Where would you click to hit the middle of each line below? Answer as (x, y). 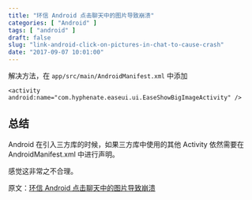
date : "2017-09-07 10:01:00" (56, 52)
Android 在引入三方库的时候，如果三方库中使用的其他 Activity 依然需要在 (126, 144)
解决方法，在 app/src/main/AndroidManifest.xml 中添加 (98, 75)
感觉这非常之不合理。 (43, 171)
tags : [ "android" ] (42, 30)
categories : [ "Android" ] (53, 23)
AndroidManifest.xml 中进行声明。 (64, 154)
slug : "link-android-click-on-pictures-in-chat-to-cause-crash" (116, 45)
